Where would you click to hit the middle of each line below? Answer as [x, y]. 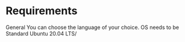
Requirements [42, 11]
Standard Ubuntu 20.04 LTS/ [41, 33]
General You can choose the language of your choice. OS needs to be [92, 27]
